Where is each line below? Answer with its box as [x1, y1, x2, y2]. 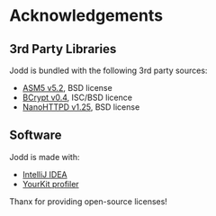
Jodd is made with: [9, 151, 80, 162]
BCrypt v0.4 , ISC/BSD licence [22, 92, 133, 103]
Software [9, 128, 62, 143]
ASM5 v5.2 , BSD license [22, 83, 112, 93]
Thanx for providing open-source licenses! [9, 195, 168, 207]
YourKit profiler [22, 178, 79, 189]
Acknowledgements [9, 5, 164, 26]
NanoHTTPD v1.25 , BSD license [22, 102, 140, 112]
